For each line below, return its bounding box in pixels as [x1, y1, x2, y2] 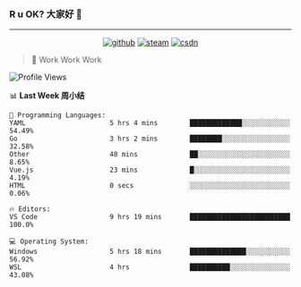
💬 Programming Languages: [9, 111, 106, 120]
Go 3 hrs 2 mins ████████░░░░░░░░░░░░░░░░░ [9, 134, 291, 144]
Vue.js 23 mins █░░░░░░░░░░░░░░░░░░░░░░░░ [9, 165, 291, 175]
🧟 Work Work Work [30, 55, 102, 65]
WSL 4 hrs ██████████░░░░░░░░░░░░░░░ [9, 263, 291, 272]
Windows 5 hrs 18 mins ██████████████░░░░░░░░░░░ [9, 248, 291, 257]
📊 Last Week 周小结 [9, 90, 85, 101]
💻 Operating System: [9, 237, 90, 247]
